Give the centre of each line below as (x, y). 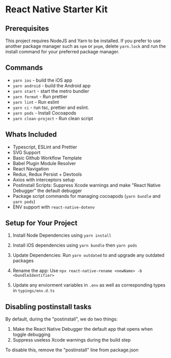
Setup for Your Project (41, 223)
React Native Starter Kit (57, 10)
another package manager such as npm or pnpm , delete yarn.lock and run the (86, 46)
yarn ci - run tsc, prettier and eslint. (51, 107)
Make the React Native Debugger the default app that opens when (82, 329)
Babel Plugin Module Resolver (44, 163)
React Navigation (31, 168)
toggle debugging (31, 334)
